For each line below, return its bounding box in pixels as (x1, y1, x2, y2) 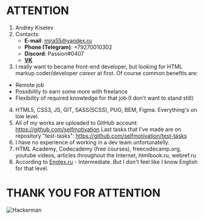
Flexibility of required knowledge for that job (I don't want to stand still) (15, 94, 194, 102)
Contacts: (15, 30, 40, 37)
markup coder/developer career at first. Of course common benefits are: (15, 69, 199, 76)
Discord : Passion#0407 (24, 50, 84, 57)
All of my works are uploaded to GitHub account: (15, 119, 139, 126)
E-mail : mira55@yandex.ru (24, 37, 92, 44)
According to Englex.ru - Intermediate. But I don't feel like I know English (15, 158, 198, 165)
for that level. (15, 165, 49, 172)
